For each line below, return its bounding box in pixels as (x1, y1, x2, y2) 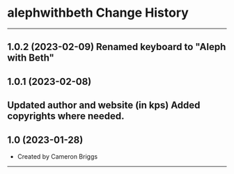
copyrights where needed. (7, 110, 125, 122)
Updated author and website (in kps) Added (7, 100, 201, 111)
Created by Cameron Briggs (17, 152, 98, 161)
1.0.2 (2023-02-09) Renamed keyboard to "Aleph (7, 41, 226, 53)
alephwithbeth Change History (7, 5, 189, 21)
